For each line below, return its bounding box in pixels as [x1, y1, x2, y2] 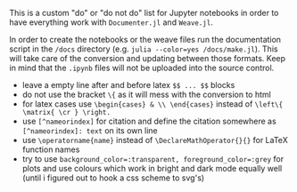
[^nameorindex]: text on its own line [21, 125, 158, 136]
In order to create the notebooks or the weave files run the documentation [9, 35, 282, 44]
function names [21, 144, 80, 155]
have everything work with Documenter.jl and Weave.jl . [9, 17, 214, 28]
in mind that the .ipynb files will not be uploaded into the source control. [9, 62, 275, 73]
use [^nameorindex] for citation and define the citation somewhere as [21, 116, 276, 126]
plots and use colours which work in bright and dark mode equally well [21, 164, 283, 173]
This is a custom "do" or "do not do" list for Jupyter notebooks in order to [9, 8, 279, 18]
